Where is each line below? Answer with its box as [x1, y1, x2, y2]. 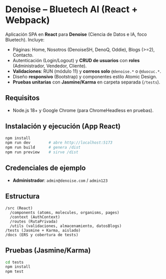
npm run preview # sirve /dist [5, 150, 79, 155]
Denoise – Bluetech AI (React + [5, 4, 138, 15]
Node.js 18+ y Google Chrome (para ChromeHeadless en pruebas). [12, 107, 154, 113]
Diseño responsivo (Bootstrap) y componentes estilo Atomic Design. [12, 73, 157, 79]
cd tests [5, 260, 24, 265]
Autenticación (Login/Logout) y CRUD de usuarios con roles [12, 57, 140, 63]
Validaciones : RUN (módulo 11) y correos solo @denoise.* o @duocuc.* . [12, 68, 161, 74]
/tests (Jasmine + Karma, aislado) [5, 228, 81, 233]
